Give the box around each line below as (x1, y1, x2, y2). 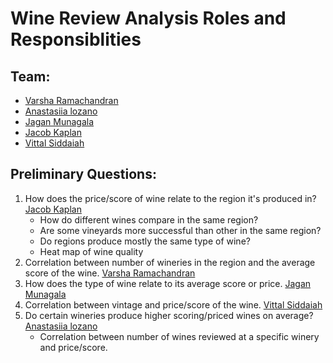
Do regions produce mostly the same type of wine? (39, 235, 251, 247)
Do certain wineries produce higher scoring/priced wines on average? (24, 309, 314, 321)
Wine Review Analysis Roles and (10, 7, 287, 30)
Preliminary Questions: (10, 166, 157, 183)
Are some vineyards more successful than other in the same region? (39, 224, 322, 236)
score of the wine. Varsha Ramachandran (24, 267, 196, 279)
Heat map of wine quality (39, 245, 144, 257)
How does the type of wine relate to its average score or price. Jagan (24, 277, 312, 289)
